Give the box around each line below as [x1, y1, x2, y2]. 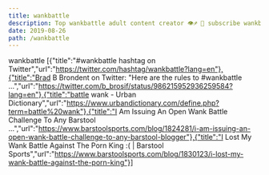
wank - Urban [90, 89, 137, 100]
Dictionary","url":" [8, 98, 67, 108]
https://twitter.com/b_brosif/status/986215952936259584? [38, 82, 234, 91]
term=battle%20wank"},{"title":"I [8, 107, 118, 117]
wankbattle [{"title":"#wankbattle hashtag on [8, 56, 156, 66]
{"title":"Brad [8, 73, 51, 82]
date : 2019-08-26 [8, 26, 66, 34]
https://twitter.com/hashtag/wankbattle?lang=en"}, [55, 65, 223, 74]
